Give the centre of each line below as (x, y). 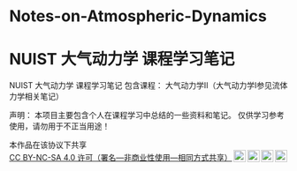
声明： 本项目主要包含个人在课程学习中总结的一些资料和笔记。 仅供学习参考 (147, 115)
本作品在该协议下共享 (48, 145)
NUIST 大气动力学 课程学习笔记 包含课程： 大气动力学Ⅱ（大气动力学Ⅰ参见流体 (148, 85)
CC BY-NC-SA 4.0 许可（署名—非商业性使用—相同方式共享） (121, 158)
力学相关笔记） (36, 97)
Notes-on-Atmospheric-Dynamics (138, 16)
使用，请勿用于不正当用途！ (60, 126)
